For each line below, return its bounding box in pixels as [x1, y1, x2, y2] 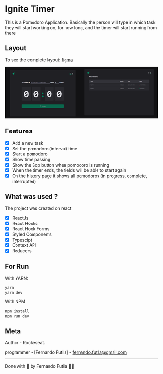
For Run [5, 262, 29, 271]
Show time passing [12, 156, 50, 162]
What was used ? [5, 192, 58, 201]
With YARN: [5, 275, 28, 281]
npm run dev [5, 314, 29, 318]
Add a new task [12, 140, 44, 146]
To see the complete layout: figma [5, 57, 73, 63]
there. [5, 30, 17, 36]
